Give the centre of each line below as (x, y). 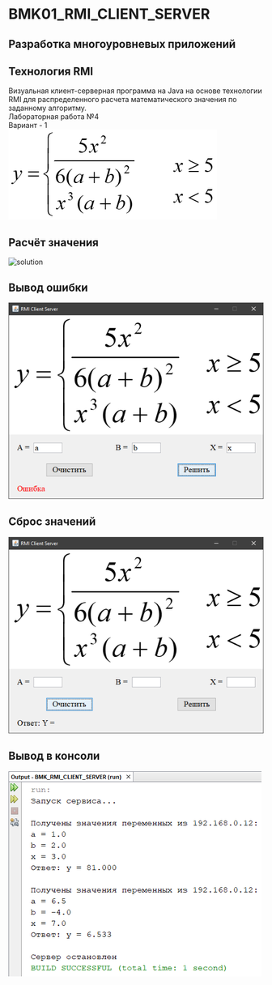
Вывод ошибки (48, 287)
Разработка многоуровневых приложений (122, 44)
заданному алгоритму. (48, 108)
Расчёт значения (53, 243)
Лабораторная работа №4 (54, 117)
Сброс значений (52, 522)
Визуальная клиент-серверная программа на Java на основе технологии (135, 91)
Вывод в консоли (54, 756)
